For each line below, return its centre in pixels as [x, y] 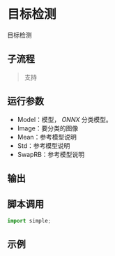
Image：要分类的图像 [48, 128]
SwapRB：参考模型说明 [51, 154]
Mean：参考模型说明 [47, 137]
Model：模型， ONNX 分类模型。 [65, 119]
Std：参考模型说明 [44, 145]
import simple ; [29, 220]
